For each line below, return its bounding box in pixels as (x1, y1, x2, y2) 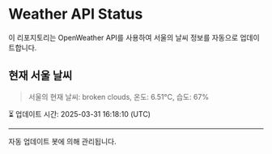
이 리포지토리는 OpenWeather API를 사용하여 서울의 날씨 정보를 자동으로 (8, 32, 239, 42)
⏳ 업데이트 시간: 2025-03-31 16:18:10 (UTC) (8, 109, 151, 118)
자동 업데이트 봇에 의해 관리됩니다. (8, 136, 117, 146)
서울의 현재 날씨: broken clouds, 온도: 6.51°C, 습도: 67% (28, 92, 209, 101)
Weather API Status (8, 5, 143, 24)
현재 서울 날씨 (8, 69, 73, 83)
